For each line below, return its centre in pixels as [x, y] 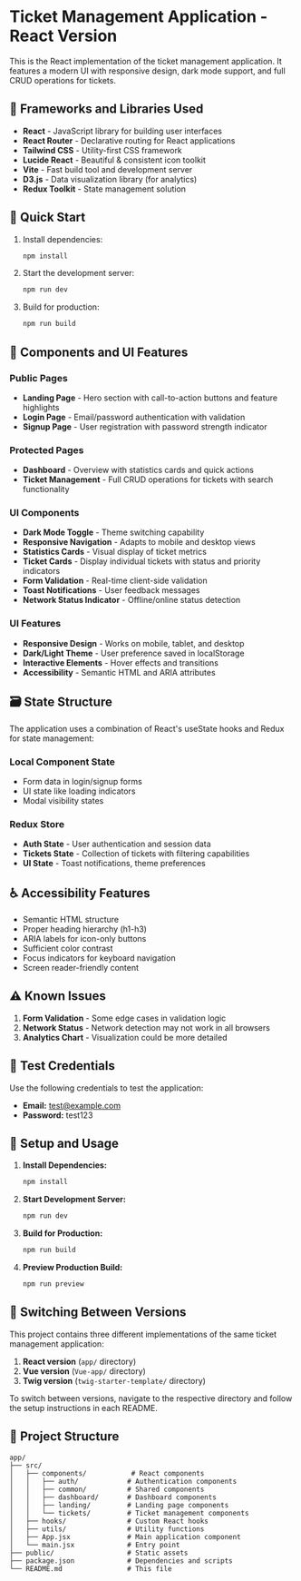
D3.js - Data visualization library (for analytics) [110, 179]
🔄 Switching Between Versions [98, 1313]
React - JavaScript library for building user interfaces [122, 131]
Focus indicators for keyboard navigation [99, 958]
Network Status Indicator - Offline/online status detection [131, 600]
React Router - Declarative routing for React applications [129, 140]
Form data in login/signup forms [82, 781]
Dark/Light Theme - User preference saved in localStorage [133, 653]
